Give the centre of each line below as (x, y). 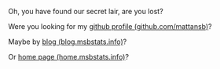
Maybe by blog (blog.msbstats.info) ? (68, 42)
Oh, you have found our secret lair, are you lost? (86, 11)
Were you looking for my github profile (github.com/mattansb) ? (110, 26)
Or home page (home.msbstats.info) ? (69, 57)
